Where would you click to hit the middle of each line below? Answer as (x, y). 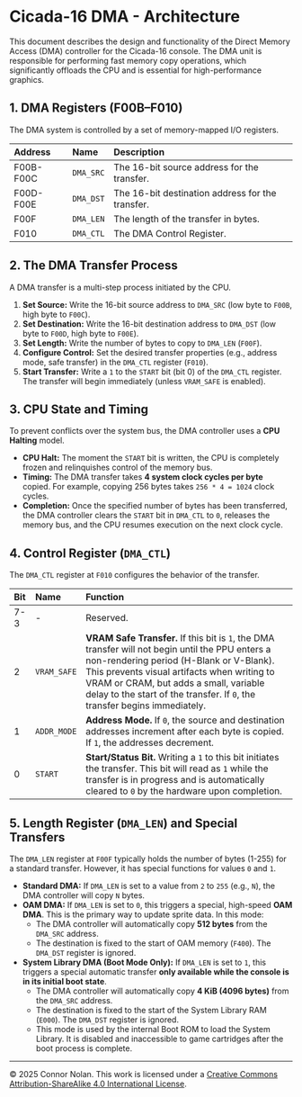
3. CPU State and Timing (79, 409)
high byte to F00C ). (56, 314)
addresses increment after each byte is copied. (185, 732)
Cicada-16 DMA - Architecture (125, 17)
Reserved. (107, 618)
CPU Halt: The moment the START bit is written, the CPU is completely (151, 458)
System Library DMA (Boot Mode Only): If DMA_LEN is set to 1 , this (144, 962)
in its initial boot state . (65, 981)
